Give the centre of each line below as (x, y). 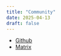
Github (23, 41)
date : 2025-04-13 (28, 18)
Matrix (23, 47)
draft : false (23, 23)
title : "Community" (31, 12)
